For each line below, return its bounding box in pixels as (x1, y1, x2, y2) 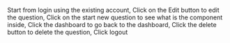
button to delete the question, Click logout (7, 28, 128, 36)
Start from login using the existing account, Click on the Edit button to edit (7, 6, 220, 14)
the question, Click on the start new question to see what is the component (7, 13, 223, 21)
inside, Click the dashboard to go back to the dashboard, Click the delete (7, 21, 217, 28)
